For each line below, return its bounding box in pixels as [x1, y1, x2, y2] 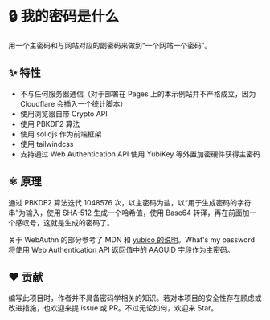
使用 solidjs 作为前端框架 [19, 129, 102, 139]
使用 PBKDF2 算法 [19, 119, 80, 128]
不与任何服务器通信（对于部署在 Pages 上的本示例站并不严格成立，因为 [19, 89, 256, 99]
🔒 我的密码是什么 [8, 7, 120, 26]
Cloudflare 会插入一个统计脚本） [19, 99, 128, 108]
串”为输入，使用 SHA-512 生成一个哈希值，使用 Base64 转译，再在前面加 [8, 208, 250, 217]
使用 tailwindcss [19, 139, 74, 148]
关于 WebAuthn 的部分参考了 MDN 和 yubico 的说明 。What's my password [8, 234, 256, 245]
